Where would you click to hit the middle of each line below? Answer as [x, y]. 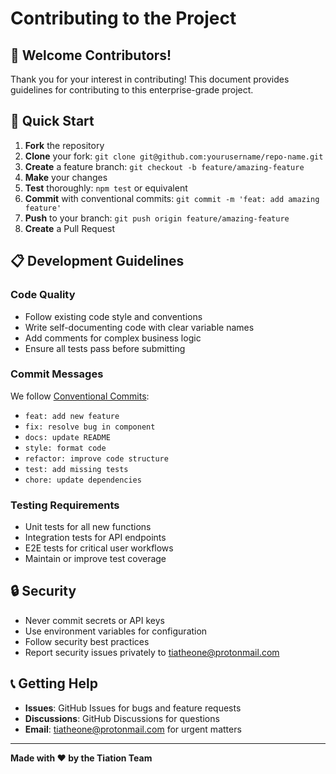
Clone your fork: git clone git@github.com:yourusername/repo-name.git [174, 156]
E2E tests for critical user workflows [99, 548]
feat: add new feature [72, 416]
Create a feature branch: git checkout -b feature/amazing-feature [164, 166]
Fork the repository [64, 145]
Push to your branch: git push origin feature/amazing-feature [157, 218]
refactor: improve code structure [96, 458]
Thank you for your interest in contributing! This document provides [150, 79]
